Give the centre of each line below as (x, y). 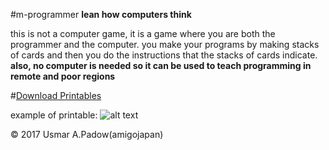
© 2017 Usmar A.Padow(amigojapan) (87, 134)
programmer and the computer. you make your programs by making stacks (165, 44)
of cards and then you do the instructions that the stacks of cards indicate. (164, 55)
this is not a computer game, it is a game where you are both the (143, 33)
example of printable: (54, 115)
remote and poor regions (63, 76)
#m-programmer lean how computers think (101, 14)
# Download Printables (56, 95)
